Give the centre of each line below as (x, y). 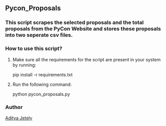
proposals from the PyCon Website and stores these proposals (83, 29)
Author (14, 107)
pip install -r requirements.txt (42, 74)
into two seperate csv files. (39, 35)
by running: (24, 65)
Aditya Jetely (19, 118)
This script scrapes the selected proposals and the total (74, 23)
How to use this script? (34, 49)
